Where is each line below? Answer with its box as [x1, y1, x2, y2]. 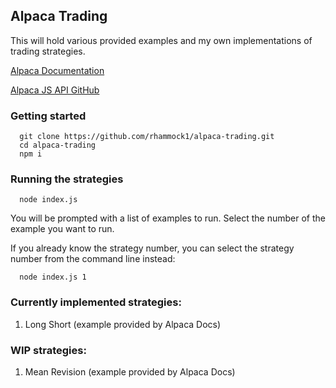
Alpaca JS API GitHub [10, 84, 100, 96]
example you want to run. [10, 223, 115, 235]
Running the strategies [10, 172, 124, 186]
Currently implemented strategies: [10, 295, 182, 309]
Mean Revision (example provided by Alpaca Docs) [24, 366, 236, 378]
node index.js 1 [19, 272, 87, 283]
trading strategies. [10, 45, 86, 57]
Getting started [10, 109, 87, 123]
